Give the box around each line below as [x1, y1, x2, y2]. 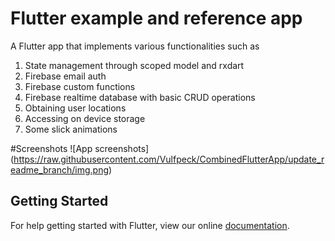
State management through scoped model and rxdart [24, 59, 245, 71]
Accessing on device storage [24, 112, 146, 124]
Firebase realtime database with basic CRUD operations [24, 91, 256, 103]
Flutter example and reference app [10, 7, 303, 30]
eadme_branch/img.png [10, 163, 110, 176]
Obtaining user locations [24, 102, 127, 114]
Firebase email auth [24, 70, 107, 82]
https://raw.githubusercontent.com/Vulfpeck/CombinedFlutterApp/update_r [13, 153, 325, 165]
